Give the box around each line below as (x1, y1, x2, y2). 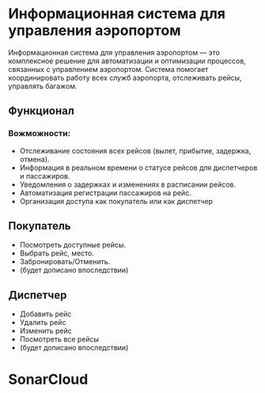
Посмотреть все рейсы (19, 334, 100, 344)
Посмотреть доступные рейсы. (19, 240, 127, 250)
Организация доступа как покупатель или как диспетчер (19, 196, 214, 206)
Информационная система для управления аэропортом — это (8, 47, 220, 57)
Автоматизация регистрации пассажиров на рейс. (19, 187, 191, 198)
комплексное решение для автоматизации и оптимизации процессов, (8, 56, 247, 66)
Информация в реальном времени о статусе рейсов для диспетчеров (19, 163, 258, 172)
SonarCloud (8, 371, 89, 388)
